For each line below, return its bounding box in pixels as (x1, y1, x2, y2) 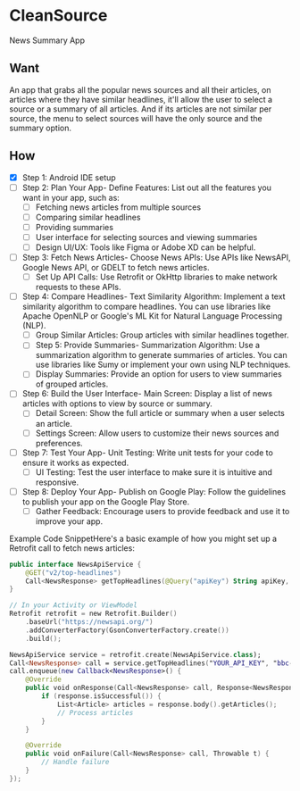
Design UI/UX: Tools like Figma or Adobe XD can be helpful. (35, 242, 256, 253)
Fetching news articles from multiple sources (35, 202, 202, 212)
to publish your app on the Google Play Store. (21, 496, 190, 507)
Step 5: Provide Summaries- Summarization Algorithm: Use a (35, 340, 261, 351)
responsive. (35, 477, 79, 487)
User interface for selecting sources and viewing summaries (35, 231, 258, 242)
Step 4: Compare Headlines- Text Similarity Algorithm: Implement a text (21, 291, 286, 302)
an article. (35, 418, 73, 429)
